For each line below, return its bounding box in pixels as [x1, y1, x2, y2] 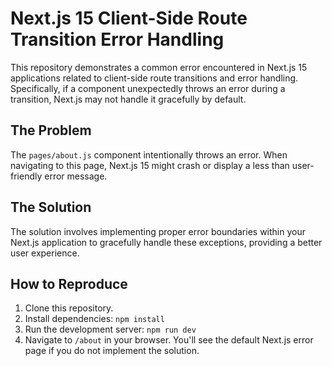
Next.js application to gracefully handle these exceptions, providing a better [10, 236, 323, 248]
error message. [44, 170, 108, 182]
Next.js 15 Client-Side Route [10, 7, 248, 30]
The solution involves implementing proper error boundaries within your [10, 225, 306, 237]
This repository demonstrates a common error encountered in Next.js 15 [10, 61, 308, 73]
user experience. [10, 247, 80, 259]
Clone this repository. [24, 302, 114, 314]
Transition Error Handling [10, 28, 225, 51]
